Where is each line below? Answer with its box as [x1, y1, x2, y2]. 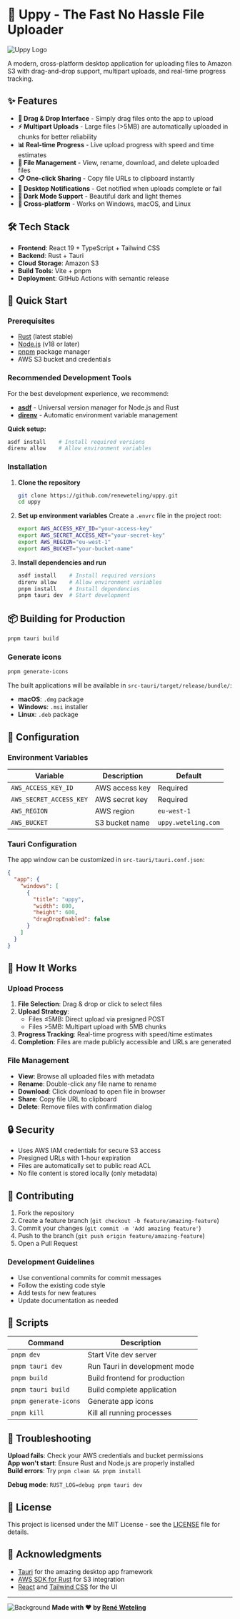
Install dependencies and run [17, 558, 107, 567]
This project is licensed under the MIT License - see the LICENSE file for [7, 1520, 220, 1529]
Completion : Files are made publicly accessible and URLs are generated [17, 1038, 231, 1046]
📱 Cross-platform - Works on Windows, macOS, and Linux [17, 199, 191, 208]
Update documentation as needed [17, 1296, 119, 1304]
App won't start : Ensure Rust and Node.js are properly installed [7, 1459, 195, 1467]
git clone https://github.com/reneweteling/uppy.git [17, 492, 179, 499]
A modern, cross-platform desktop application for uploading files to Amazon [7, 59, 232, 67]
